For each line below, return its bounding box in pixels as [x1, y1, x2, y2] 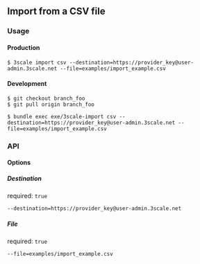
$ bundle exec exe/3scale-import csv [7, 113, 117, 120]
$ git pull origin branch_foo [7, 100, 95, 108]
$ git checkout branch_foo [7, 95, 85, 102]
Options [7, 159, 31, 167]
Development [7, 80, 47, 88]
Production [7, 43, 40, 51]
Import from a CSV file [7, 6, 106, 17]
